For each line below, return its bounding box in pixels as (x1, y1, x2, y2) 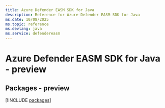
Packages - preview (5, 84, 70, 92)
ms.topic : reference (5, 21, 49, 27)
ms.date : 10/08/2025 (5, 17, 49, 22)
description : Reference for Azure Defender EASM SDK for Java (5, 12, 140, 17)
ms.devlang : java (5, 26, 42, 31)
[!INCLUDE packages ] (5, 97, 51, 103)
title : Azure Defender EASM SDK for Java (5, 7, 95, 13)
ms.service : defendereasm (5, 31, 60, 36)
